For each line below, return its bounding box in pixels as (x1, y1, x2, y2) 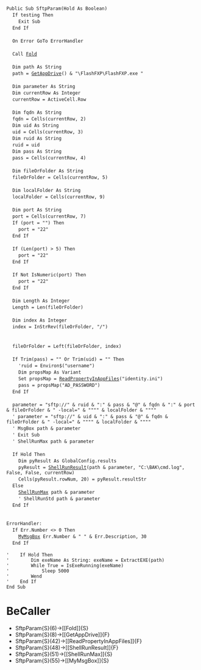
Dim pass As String (12, 149, 62, 155)
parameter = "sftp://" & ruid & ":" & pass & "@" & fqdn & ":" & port (12, 402, 196, 408)
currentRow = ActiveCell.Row (12, 97, 86, 103)
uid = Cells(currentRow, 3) (12, 129, 83, 135)
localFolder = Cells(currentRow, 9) (12, 194, 105, 200)
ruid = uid (12, 142, 40, 148)
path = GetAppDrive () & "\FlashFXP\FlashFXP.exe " (12, 70, 144, 76)
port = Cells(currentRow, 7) (12, 213, 86, 219)
